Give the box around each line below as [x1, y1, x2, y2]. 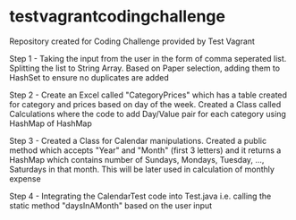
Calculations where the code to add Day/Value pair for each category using [9, 108, 286, 119]
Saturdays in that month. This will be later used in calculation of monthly [9, 164, 275, 174]
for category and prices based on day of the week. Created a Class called [9, 98, 282, 109]
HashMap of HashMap [9, 118, 92, 129]
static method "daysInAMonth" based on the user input [9, 199, 213, 211]
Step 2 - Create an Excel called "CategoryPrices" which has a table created [9, 89, 288, 100]
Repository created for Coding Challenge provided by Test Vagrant [9, 36, 255, 47]
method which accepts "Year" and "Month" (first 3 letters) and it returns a [9, 145, 282, 156]
